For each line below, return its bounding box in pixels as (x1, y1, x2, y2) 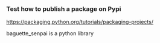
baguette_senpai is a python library (6, 30, 94, 37)
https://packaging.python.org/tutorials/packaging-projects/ (6, 19, 154, 26)
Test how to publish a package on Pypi (6, 5, 122, 13)
